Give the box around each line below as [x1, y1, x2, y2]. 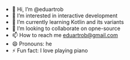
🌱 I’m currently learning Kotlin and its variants [11, 19, 124, 25]
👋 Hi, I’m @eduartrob [11, 6, 64, 13]
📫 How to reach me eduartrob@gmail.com [11, 32, 118, 38]
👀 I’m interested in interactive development [11, 12, 118, 19]
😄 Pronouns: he [11, 40, 52, 47]
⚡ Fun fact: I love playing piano [11, 47, 88, 54]
